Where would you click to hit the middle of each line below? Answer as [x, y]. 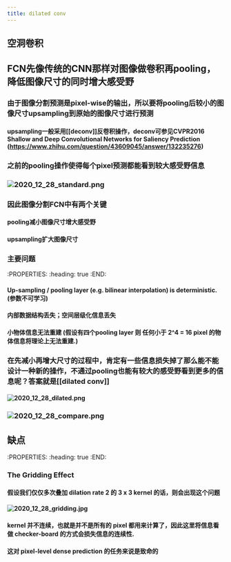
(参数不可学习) [28, 298]
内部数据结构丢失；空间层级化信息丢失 [61, 316]
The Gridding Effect [41, 475]
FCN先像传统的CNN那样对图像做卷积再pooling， [111, 69]
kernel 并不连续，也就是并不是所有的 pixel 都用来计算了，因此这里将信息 [110, 525]
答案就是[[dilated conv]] [69, 381]
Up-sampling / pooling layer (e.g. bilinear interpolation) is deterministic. [112, 290]
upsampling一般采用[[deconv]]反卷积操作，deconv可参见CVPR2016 [106, 131]
